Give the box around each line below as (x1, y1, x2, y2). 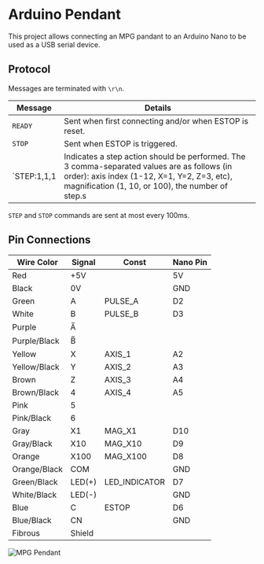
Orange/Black (12, 463, 63, 474)
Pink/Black (12, 412, 52, 423)
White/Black (12, 489, 57, 500)
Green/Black (12, 476, 58, 487)
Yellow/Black (12, 361, 60, 372)
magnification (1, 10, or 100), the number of (64, 180, 228, 191)
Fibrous (12, 527, 41, 538)
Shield (70, 527, 94, 538)
